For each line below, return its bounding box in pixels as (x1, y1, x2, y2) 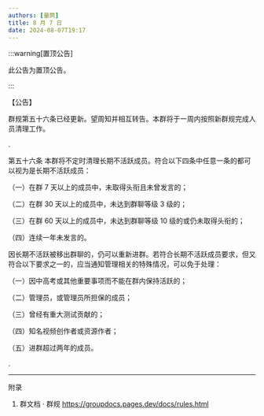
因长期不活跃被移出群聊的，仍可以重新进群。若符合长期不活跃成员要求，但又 (8, 250, 256, 259)
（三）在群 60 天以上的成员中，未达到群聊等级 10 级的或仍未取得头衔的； (8, 216, 245, 225)
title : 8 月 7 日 (8, 19, 63, 27)
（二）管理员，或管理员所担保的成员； (8, 293, 132, 303)
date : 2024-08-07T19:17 (8, 26, 86, 34)
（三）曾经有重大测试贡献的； (8, 310, 104, 319)
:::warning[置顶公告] (8, 49, 73, 58)
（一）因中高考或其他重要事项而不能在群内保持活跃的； (8, 277, 187, 286)
